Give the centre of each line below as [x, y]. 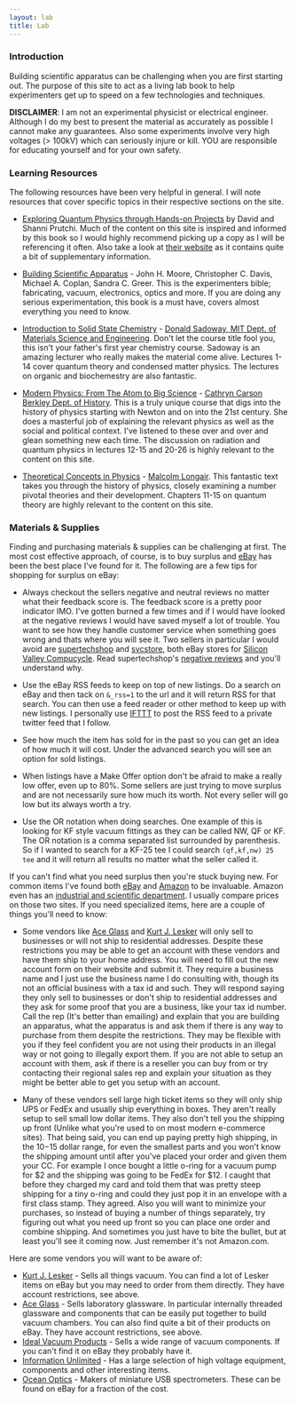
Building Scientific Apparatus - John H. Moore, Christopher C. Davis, [147, 274]
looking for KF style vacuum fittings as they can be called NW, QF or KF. [153, 831]
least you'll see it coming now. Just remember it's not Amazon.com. [146, 1241]
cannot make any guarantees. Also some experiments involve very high [140, 131]
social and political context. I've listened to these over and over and [145, 431]
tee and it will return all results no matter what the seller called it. [140, 860]
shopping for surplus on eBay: [64, 575]
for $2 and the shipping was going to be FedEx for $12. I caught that [146, 1175]
